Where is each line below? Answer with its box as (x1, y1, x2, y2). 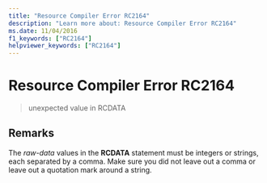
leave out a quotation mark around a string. (8, 164, 152, 174)
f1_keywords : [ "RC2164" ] (8, 34, 92, 43)
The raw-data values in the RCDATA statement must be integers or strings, (8, 148, 259, 157)
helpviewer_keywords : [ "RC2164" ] (8, 42, 121, 50)
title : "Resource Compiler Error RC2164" (8, 11, 150, 20)
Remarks (8, 127, 55, 140)
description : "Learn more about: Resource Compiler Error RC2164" (8, 19, 237, 27)
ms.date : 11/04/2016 (8, 27, 78, 35)
